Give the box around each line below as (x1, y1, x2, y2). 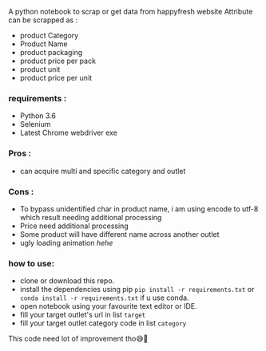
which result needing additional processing (19, 212, 162, 222)
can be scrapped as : (8, 15, 78, 25)
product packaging (19, 48, 83, 57)
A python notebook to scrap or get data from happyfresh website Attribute (8, 7, 253, 16)
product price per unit (19, 73, 93, 82)
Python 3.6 (19, 111, 56, 120)
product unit (19, 65, 61, 74)
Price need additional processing (19, 221, 129, 231)
